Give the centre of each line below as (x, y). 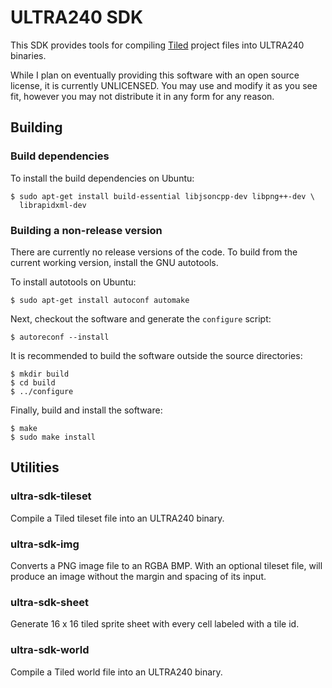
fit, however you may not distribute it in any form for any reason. (142, 96)
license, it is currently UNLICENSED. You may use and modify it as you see (164, 85)
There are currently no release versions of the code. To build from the (154, 252)
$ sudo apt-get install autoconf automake (100, 300)
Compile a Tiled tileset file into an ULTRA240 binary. (117, 518)
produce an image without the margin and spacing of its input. (138, 576)
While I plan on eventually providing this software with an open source (155, 75)
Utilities (35, 467)
